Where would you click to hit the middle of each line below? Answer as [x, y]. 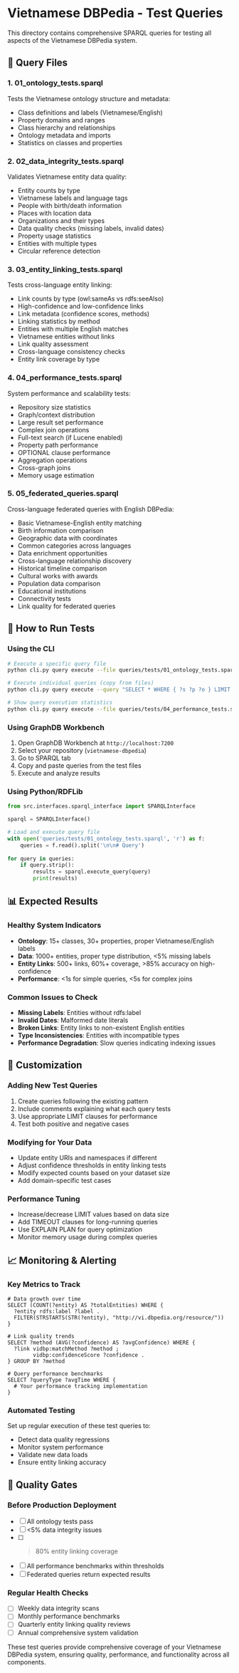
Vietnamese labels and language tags [73, 198]
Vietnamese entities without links [66, 337]
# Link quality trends [41, 1337]
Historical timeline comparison [62, 568]
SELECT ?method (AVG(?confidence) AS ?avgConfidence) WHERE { [101, 1343]
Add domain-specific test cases [64, 1181]
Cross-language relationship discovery [74, 561]
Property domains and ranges [61, 120]
